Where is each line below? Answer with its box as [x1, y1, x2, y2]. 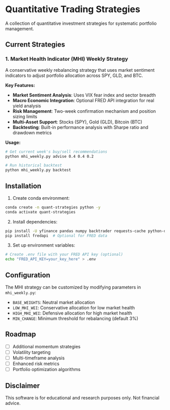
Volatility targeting [12, 349, 51, 355]
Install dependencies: [12, 218, 58, 224]
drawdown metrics [12, 129, 52, 135]
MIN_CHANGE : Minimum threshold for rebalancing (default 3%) [12, 315, 139, 322]
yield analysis [12, 103, 41, 109]
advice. [5, 400, 21, 406]
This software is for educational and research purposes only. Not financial [5, 394, 159, 400]
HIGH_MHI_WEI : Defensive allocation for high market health [12, 310, 133, 316]
